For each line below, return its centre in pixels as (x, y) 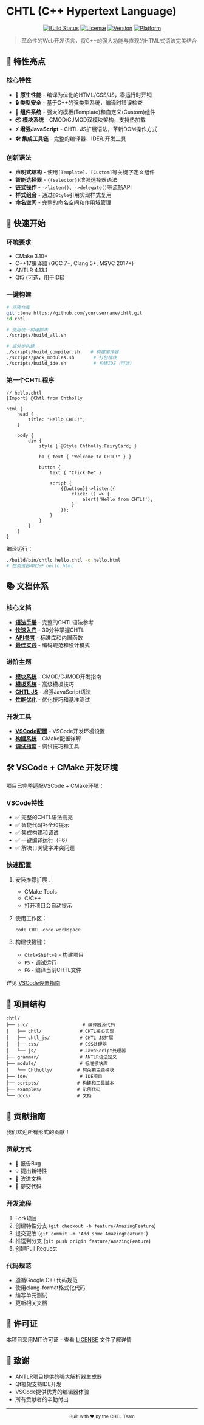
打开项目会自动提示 (48, 905)
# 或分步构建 (20, 347)
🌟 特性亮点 (26, 62)
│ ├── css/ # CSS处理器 (57, 1044)
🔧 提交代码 (28, 1186)
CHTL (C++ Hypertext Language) (92, 11)
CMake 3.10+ (31, 256)
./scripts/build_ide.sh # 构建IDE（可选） (70, 363)
